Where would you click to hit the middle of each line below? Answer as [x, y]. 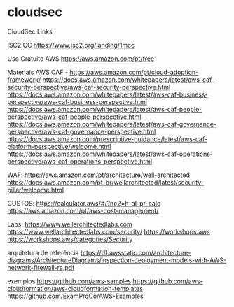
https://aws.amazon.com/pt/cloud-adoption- [134, 72]
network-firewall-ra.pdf [41, 267]
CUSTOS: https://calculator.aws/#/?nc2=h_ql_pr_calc [84, 203]
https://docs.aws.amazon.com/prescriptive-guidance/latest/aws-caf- [108, 139]
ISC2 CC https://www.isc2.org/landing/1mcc [71, 45]
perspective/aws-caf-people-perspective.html [74, 117]
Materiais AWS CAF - [38, 72]
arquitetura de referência [43, 252]
